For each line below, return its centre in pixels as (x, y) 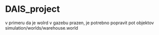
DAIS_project (33, 9)
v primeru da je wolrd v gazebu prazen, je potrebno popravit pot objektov (79, 23)
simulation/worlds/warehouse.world (41, 28)
